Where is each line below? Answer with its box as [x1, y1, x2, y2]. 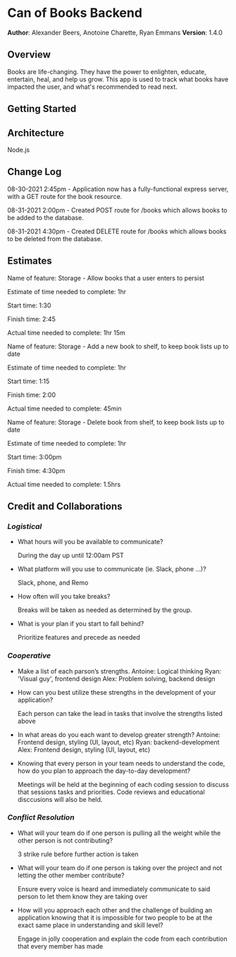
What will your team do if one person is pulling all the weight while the [17, 829, 221, 837]
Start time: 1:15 [7, 377, 50, 385]
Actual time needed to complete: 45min [7, 404, 122, 413]
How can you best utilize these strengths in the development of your [17, 688, 216, 696]
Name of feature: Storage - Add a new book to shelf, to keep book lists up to [7, 342, 229, 351]
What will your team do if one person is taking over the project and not [17, 863, 223, 872]
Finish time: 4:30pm [7, 466, 66, 475]
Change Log [7, 166, 62, 178]
